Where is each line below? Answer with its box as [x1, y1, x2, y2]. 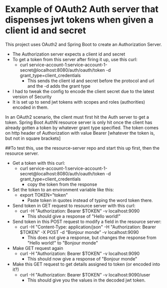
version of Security [12, 94, 52, 100]
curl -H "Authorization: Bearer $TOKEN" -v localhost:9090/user [19, 271, 151, 277]
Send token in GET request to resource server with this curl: [12, 202, 136, 208]
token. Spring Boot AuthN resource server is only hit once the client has [5, 119, 153, 125]
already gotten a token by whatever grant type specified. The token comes [5, 124, 159, 131]
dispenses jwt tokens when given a [5, 14, 154, 26]
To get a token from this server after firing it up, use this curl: [12, 56, 138, 62]
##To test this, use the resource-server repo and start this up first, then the [5, 145, 160, 151]
